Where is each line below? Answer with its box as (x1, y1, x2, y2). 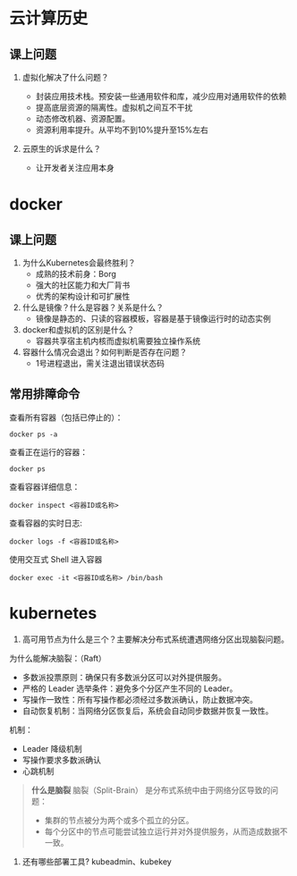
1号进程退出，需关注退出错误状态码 (35, 358, 165, 368)
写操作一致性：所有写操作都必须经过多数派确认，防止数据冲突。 (21, 694, 258, 704)
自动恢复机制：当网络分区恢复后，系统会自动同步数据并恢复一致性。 (21, 705, 274, 716)
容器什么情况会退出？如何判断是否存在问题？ (21, 347, 188, 358)
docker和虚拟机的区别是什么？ (21, 324, 135, 335)
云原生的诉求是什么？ (21, 144, 101, 154)
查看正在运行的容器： (9, 446, 88, 457)
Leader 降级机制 (21, 743, 82, 754)
